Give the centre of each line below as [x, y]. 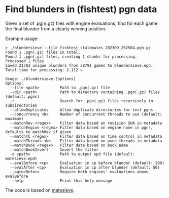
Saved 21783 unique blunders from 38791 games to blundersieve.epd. [79, 65]
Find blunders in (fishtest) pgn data [81, 9]
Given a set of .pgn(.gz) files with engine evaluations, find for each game [81, 23]
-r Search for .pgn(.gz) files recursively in [81, 101]
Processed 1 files [25, 61]
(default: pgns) [22, 96]
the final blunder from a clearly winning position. [56, 28]
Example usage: [22, 38]
